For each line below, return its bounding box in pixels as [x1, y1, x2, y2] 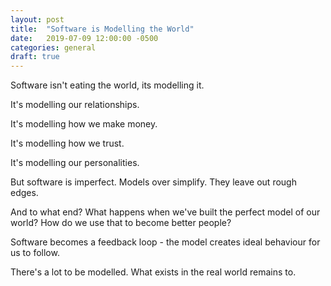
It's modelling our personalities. [10, 157, 140, 169]
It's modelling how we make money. [10, 118, 158, 130]
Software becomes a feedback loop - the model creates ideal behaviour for [10, 236, 321, 248]
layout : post [10, 14, 65, 25]
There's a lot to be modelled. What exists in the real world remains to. [10, 266, 297, 278]
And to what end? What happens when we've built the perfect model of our [10, 206, 321, 218]
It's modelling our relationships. [10, 99, 140, 111]
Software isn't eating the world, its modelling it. [10, 79, 205, 91]
